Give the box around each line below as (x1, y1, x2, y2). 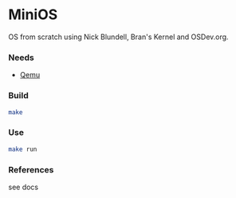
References (8, 164, 54, 175)
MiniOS (8, 6, 58, 24)
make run (8, 145, 37, 153)
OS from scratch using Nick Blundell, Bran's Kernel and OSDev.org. (8, 32, 229, 42)
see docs (8, 182, 39, 192)
